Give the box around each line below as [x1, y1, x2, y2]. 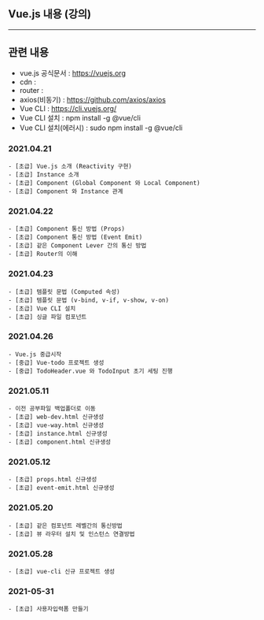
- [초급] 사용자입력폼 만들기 [8, 605, 89, 613]
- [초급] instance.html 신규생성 [8, 430, 108, 438]
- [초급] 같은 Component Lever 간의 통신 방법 [8, 242, 147, 250]
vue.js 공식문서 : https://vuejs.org [19, 68, 126, 77]
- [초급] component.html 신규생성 [8, 438, 112, 447]
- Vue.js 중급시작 [8, 350, 62, 358]
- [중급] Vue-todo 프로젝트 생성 [8, 358, 104, 366]
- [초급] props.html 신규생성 [8, 476, 97, 484]
